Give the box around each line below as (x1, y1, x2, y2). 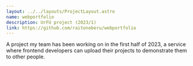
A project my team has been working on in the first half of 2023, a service (6, 41, 186, 48)
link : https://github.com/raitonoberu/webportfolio (6, 25, 136, 31)
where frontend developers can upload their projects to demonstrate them (6, 47, 188, 54)
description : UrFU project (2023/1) (6, 19, 96, 25)
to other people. (6, 53, 46, 60)
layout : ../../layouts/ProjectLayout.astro (6, 8, 115, 15)
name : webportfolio (6, 14, 54, 20)
